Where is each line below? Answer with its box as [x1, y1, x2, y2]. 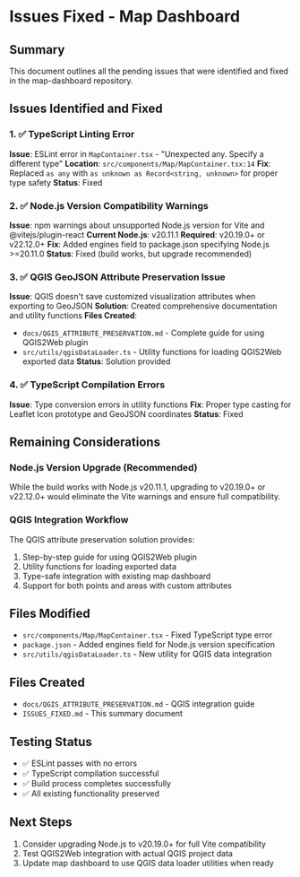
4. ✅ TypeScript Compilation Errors [9, 378, 166, 391]
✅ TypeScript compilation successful [21, 768, 159, 778]
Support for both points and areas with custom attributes [21, 580, 233, 591]
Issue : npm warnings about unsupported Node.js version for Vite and [9, 220, 265, 230]
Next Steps [9, 814, 73, 830]
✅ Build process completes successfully [21, 778, 172, 788]
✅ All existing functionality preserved [21, 788, 159, 799]
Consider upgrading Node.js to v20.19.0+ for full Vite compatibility [21, 838, 267, 849]
